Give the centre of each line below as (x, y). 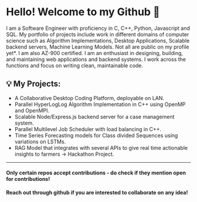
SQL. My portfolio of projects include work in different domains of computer (98, 34)
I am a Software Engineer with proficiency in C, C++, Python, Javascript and (98, 28)
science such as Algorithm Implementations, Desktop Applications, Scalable (98, 40)
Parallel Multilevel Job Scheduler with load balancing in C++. (88, 129)
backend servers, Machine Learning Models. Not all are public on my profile (98, 47)
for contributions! (28, 179)
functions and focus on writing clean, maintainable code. (75, 65)
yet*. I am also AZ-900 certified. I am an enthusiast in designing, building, (95, 53)
